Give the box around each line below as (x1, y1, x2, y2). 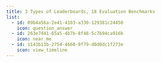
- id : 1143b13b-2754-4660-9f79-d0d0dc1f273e (11, 42, 124, 48)
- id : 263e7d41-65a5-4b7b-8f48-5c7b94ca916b (11, 31, 124, 37)
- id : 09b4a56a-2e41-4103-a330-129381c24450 (11, 19, 124, 25)
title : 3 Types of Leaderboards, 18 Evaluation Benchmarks (6, 8, 156, 15)
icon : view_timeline (17, 47, 68, 53)
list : (6, 14, 20, 20)
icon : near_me (17, 36, 52, 42)
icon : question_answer (17, 25, 73, 31)
